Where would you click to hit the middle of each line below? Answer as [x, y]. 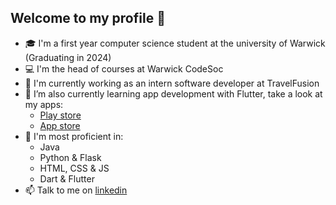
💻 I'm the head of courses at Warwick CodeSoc [124, 68]
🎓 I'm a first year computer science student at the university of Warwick [175, 43]
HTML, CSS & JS [74, 168]
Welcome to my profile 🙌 [88, 18]
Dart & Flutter [67, 178]
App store [60, 125]
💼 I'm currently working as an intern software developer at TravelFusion [172, 83]
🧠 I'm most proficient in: [74, 136]
